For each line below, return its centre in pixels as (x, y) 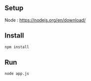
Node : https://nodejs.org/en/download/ (45, 20)
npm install (17, 47)
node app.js (17, 74)
